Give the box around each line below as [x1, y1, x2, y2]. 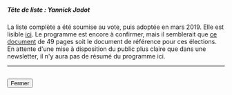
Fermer [10, 80, 30, 87]
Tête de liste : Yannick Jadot [7, 6, 90, 14]
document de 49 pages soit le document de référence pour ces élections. [7, 37, 217, 45]
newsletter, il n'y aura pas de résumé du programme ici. [7, 52, 166, 60]
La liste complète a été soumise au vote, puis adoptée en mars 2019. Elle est [7, 23, 224, 31]
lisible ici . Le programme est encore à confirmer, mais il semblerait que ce [7, 30, 217, 38]
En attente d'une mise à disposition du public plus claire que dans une [7, 45, 206, 53]
